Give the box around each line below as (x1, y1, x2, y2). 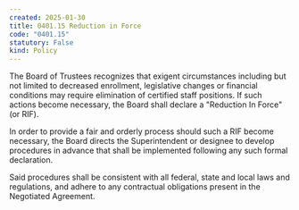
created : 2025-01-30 (9, 13, 87, 22)
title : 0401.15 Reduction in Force (9, 21, 142, 30)
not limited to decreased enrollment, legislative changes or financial (9, 80, 258, 91)
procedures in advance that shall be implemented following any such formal (9, 145, 288, 156)
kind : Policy (9, 46, 58, 55)
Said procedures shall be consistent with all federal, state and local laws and (9, 172, 290, 183)
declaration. (9, 155, 54, 165)
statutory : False (9, 38, 74, 47)
